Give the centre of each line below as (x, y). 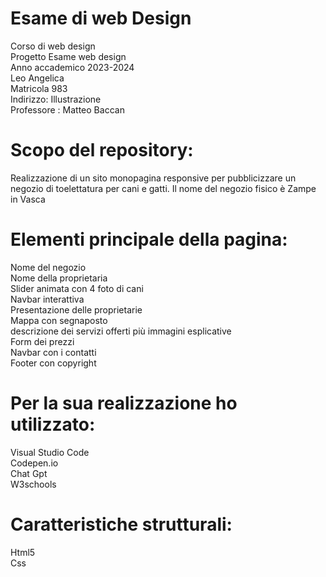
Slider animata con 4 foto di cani (77, 288)
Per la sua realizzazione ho (124, 403)
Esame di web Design (101, 18)
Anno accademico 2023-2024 (72, 67)
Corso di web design (53, 46)
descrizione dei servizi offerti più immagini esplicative (121, 331)
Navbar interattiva (47, 299)
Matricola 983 (39, 88)
